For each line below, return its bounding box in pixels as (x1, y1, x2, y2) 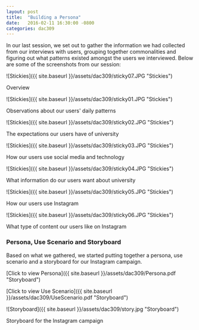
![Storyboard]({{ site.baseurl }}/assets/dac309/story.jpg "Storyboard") (6, 305, 179, 313)
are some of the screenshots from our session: (6, 61, 121, 68)
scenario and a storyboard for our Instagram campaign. (6, 258, 142, 265)
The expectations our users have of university (6, 130, 119, 137)
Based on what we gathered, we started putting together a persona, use (6, 252, 183, 259)
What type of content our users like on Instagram (6, 223, 127, 230)
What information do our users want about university (6, 177, 136, 184)
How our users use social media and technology (6, 154, 125, 161)
